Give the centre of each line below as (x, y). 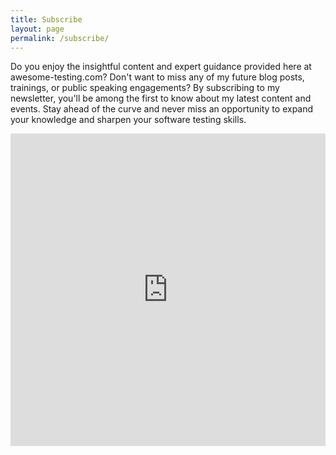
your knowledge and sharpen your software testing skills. (128, 120)
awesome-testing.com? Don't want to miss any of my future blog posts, (157, 77)
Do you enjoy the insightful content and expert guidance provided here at (161, 67)
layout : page (37, 29)
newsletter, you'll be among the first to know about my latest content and (161, 98)
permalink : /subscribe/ (60, 38)
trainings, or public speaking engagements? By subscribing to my (145, 88)
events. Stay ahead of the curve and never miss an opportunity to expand (162, 109)
